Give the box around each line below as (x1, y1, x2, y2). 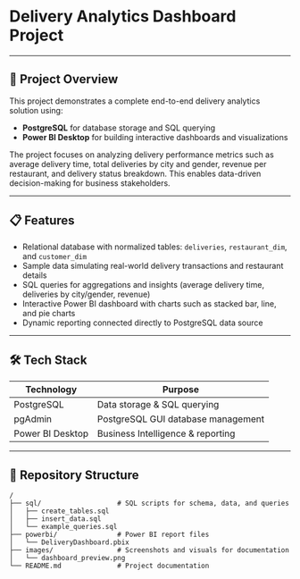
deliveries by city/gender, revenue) (21, 289, 151, 299)
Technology (25, 383, 78, 396)
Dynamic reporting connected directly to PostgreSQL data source (21, 317, 263, 328)
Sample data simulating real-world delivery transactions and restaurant (21, 260, 284, 271)
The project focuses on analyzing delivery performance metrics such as (9, 149, 274, 160)
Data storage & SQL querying (96, 399, 220, 411)
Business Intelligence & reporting (96, 427, 236, 440)
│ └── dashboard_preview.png (9, 554, 126, 563)
